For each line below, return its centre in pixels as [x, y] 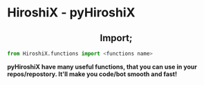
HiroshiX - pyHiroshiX [71, 13]
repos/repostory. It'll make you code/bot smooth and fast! [92, 74]
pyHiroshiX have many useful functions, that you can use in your [102, 66]
